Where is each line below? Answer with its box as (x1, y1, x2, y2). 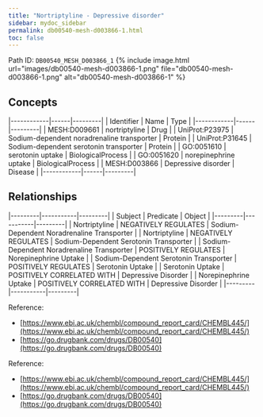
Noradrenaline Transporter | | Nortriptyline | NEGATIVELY (46, 228, 233, 237)
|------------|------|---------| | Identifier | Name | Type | (8, 117, 192, 126)
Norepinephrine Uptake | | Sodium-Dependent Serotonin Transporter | (8, 253, 238, 263)
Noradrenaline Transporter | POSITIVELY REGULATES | (46, 245, 226, 254)
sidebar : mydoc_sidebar (8, 19, 87, 27)
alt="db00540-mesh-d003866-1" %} (63, 72, 186, 82)
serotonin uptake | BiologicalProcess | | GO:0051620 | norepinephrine (8, 150, 235, 160)
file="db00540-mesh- (161, 64, 234, 74)
